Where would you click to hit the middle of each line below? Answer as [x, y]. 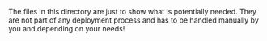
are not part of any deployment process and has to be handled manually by [133, 20]
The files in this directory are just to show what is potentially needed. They [132, 12]
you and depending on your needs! [67, 29]
